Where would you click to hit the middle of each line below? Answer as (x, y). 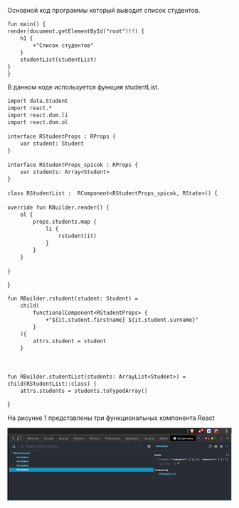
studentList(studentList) (59, 60)
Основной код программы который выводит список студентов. (104, 10)
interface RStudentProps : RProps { (62, 136)
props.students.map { (65, 222)
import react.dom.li (38, 115)
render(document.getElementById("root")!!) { (76, 31)
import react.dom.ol (38, 122)
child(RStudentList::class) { (52, 384)
